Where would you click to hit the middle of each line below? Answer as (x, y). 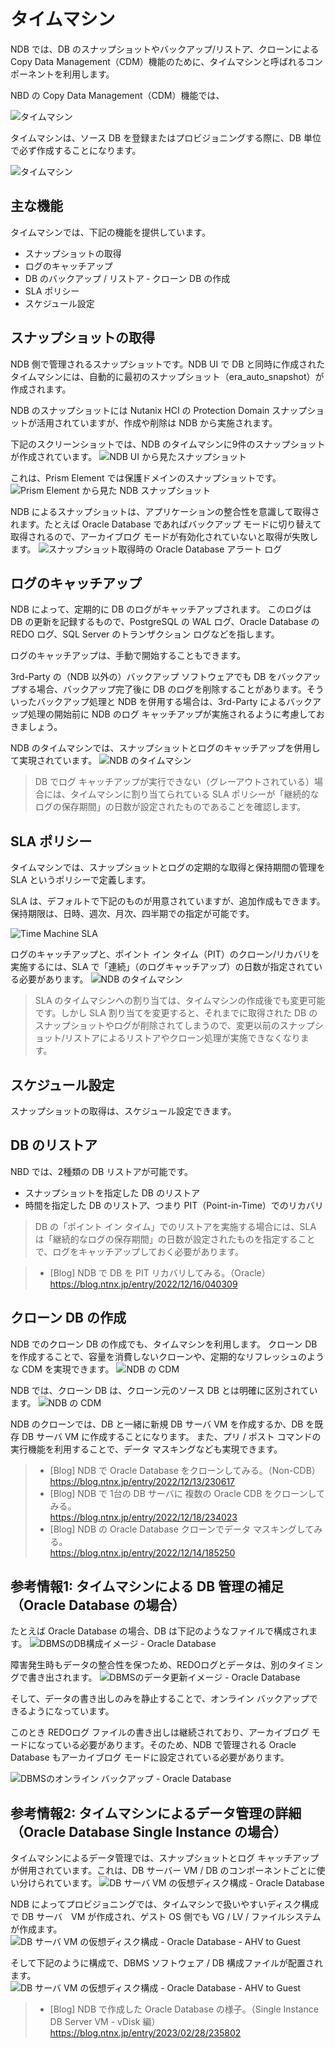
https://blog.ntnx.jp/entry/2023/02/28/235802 (145, 2033)
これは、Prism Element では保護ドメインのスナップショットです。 (146, 477)
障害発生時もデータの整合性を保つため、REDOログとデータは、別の (149, 1665)
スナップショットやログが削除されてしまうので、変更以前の (157, 1026)
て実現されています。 (54, 761)
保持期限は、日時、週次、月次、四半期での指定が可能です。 (132, 914)
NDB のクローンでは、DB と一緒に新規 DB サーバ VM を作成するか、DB (157, 1424)
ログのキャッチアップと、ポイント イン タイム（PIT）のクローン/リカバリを (165, 954)
